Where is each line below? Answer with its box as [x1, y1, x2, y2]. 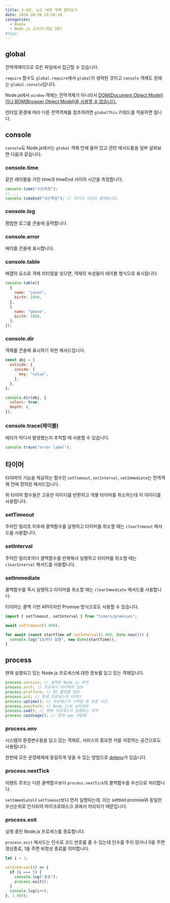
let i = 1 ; [5, 856, 28, 861]
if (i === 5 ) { [10, 869, 42, 875]
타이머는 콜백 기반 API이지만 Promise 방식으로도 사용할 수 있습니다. [5, 604, 139, 610]
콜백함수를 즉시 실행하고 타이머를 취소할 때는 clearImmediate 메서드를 [5, 586, 144, 592]
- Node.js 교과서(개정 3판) [10, 26, 63, 32]
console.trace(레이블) [5, 423, 59, 430]
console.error [5, 233, 40, 240]
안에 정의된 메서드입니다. [10, 481, 60, 487]
